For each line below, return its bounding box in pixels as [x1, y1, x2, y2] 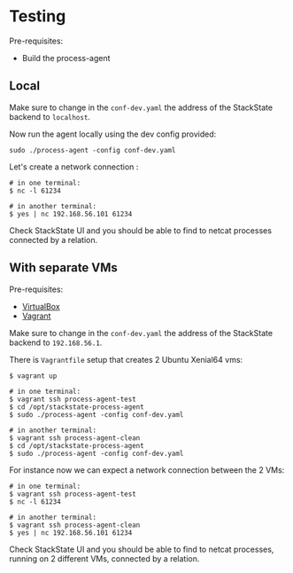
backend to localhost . [9, 111, 91, 122]
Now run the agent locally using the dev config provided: [9, 129, 217, 139]
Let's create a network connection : [9, 161, 139, 172]
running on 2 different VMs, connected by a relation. [9, 553, 200, 564]
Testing [9, 6, 66, 27]
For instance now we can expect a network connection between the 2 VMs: [9, 464, 285, 475]
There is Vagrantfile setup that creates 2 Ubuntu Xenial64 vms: [9, 354, 243, 365]
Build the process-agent [21, 52, 111, 63]
